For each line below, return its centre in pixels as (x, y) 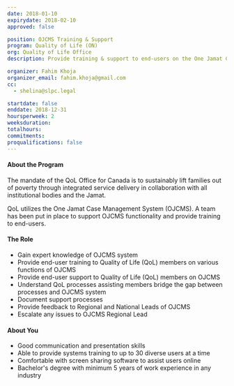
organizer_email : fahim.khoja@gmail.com (67, 77)
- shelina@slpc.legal (45, 91)
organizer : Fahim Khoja (42, 71)
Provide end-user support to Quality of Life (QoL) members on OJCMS (119, 277)
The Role (20, 239)
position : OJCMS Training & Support (60, 39)
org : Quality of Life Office (49, 52)
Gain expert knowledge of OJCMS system (77, 255)
